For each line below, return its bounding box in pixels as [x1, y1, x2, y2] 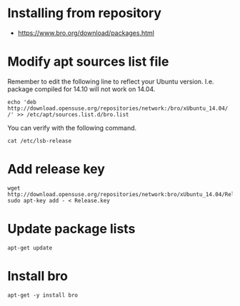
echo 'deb [7, 98, 37, 106]
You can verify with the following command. [7, 123, 137, 132]
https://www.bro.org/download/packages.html [17, 29, 155, 37]
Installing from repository [7, 5, 162, 21]
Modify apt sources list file [7, 53, 169, 70]
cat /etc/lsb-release [7, 137, 72, 144]
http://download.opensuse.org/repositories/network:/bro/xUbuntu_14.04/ [7, 105, 229, 112]
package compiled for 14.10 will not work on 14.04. [7, 84, 156, 93]
